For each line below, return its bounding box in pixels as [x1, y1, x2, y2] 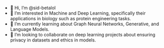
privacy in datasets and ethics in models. [10, 37, 96, 43]
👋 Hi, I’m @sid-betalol [10, 5, 56, 11]
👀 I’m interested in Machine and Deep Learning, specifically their [10, 10, 146, 16]
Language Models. [10, 26, 49, 32]
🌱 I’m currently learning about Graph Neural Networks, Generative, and [10, 21, 159, 27]
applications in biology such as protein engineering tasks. [10, 16, 131, 21]
